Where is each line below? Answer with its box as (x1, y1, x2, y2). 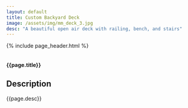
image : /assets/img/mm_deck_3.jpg (6, 20, 94, 26)
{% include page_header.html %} (6, 42, 89, 49)
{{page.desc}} (6, 95, 42, 102)
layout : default (6, 8, 47, 15)
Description (6, 79, 51, 89)
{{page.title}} (6, 61, 41, 68)
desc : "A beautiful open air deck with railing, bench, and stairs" (6, 25, 183, 32)
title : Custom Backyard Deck (6, 14, 80, 21)
